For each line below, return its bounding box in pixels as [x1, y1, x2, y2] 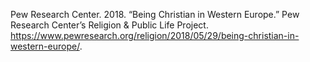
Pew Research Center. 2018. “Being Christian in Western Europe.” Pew [10, 9, 300, 20]
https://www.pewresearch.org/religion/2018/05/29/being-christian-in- [10, 30, 300, 41]
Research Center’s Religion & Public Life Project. [10, 19, 209, 31]
